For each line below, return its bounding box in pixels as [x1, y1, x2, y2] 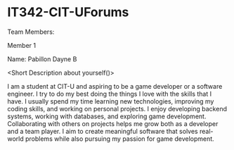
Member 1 [7, 41, 37, 49]
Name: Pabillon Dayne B [7, 54, 77, 63]
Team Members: [7, 27, 55, 36]
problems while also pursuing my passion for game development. [25, 135, 214, 143]
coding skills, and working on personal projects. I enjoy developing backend [7, 104, 227, 113]
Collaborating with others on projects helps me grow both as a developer [7, 119, 219, 127]
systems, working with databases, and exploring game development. [7, 112, 207, 120]
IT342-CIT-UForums [7, 4, 129, 20]
